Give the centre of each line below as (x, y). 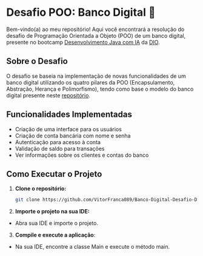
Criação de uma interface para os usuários (68, 129)
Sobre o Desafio (37, 61)
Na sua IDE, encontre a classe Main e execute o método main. (92, 247)
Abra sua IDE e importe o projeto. (57, 223)
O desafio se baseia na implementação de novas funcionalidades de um (96, 76)
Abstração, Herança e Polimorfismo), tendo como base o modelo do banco (100, 89)
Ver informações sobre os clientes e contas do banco (82, 155)
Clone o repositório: (41, 189)
